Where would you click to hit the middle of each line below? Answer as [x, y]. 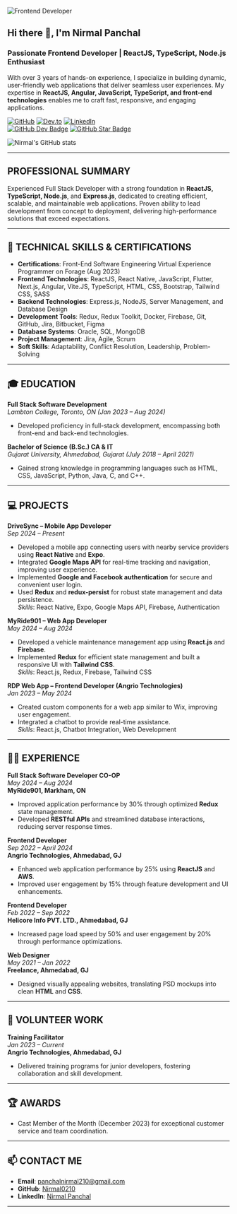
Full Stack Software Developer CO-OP [64, 775]
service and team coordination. [63, 1131]
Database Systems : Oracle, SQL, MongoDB [81, 331]
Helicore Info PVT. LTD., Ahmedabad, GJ [68, 920]
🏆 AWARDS [34, 1103]
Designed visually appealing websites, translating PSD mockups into [117, 984]
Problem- [197, 347]
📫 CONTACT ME [45, 1161]
